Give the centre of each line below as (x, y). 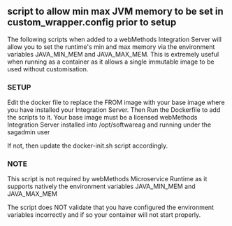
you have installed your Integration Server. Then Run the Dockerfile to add (114, 110)
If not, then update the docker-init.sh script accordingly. (88, 146)
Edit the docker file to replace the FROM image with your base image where (116, 103)
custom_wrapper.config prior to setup (92, 23)
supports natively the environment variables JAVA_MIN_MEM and (101, 186)
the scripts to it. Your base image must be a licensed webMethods (102, 118)
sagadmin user (29, 132)
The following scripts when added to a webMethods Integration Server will (115, 39)
